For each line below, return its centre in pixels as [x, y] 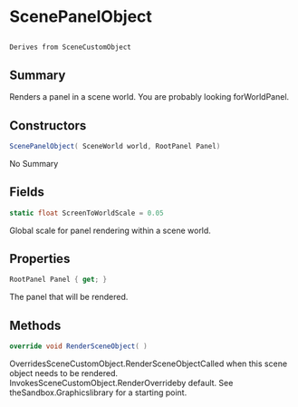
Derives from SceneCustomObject [70, 47]
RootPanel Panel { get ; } [58, 280]
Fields [27, 192]
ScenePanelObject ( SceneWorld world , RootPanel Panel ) [115, 147]
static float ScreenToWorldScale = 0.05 [87, 213]
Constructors [48, 126]
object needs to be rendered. [63, 373]
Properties [40, 259]
